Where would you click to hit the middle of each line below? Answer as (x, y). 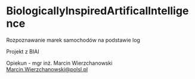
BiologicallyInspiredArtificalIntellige (97, 11)
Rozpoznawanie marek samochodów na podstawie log (73, 40)
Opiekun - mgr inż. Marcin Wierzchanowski (59, 63)
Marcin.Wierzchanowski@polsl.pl (47, 69)
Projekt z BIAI (23, 51)
